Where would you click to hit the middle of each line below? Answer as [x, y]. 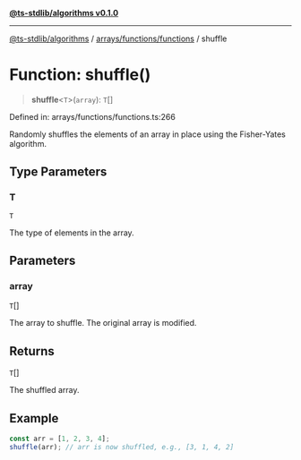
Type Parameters [58, 172]
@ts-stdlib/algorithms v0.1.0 [64, 13]
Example [34, 418]
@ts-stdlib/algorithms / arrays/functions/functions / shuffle [118, 38]
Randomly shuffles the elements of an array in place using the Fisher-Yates [148, 134]
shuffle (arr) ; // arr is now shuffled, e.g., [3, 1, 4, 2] [122, 447]
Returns [32, 351]
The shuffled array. [44, 390]
